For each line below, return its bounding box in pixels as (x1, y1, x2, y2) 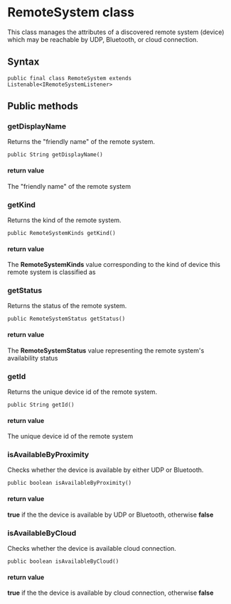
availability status (7, 353, 58, 362)
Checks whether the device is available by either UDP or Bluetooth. (7, 466, 204, 474)
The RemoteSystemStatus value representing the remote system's (7, 346, 205, 355)
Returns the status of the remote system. (7, 302, 127, 310)
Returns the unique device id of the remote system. (7, 388, 158, 396)
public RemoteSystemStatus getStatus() (7, 315, 126, 323)
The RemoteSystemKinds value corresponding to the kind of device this (7, 260, 220, 269)
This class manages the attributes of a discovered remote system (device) (7, 28, 225, 36)
